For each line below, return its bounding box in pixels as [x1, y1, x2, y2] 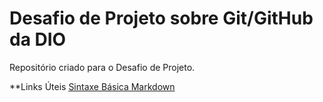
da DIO [9, 28, 67, 51]
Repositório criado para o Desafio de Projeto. [9, 61, 196, 73]
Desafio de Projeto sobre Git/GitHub [9, 7, 314, 30]
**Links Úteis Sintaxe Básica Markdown [9, 80, 176, 92]
